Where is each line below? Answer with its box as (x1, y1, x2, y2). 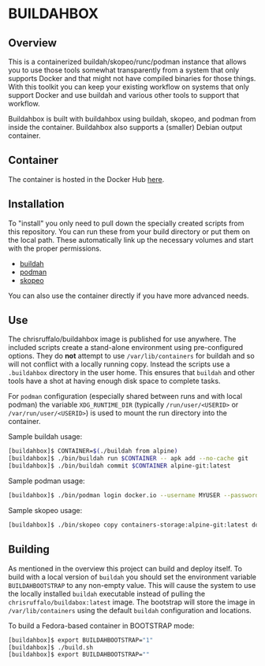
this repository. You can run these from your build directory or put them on (8, 226, 251, 236)
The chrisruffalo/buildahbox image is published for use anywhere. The (8, 334, 237, 344)
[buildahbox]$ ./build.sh (8, 643, 93, 651)
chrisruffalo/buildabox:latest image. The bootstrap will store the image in (8, 597, 256, 607)
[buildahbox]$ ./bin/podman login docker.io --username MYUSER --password (8, 492, 259, 500)
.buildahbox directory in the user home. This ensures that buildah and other (8, 368, 255, 378)
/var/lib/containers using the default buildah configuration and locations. (8, 605, 252, 615)
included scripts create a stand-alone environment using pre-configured (8, 343, 244, 352)
